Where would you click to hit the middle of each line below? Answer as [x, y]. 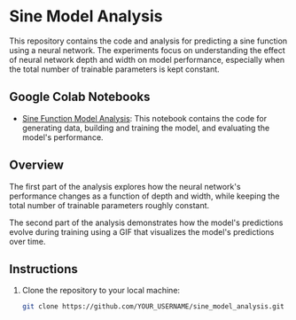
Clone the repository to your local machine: [101, 291]
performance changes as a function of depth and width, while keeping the [144, 196]
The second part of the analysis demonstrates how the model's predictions [146, 222]
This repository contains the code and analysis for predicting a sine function [148, 41]
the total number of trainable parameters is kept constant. [114, 69]
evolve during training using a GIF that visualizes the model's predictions [142, 231]
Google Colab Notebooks [80, 97]
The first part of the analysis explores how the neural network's [125, 186]
